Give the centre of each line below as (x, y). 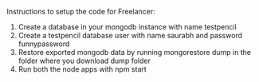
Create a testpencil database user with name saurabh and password (130, 35)
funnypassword (44, 44)
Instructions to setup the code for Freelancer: (81, 12)
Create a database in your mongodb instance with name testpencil (128, 27)
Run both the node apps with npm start (82, 69)
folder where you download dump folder (84, 61)
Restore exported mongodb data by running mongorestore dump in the (135, 52)
